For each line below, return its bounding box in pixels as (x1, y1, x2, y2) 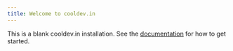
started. (7, 36, 30, 45)
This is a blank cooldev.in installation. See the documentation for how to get (7, 29, 227, 38)
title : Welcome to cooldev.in (7, 10, 96, 17)
